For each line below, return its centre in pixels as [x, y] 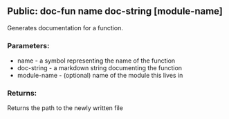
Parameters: [28, 45]
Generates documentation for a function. [65, 28]
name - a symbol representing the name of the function [96, 61]
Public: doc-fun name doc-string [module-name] [115, 11]
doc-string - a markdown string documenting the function [99, 68]
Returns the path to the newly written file [65, 108]
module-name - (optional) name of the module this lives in [100, 76]
